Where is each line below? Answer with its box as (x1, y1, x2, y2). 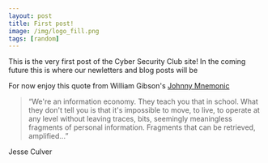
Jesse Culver (8, 147, 53, 157)
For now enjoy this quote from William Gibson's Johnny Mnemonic (8, 81, 230, 91)
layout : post (8, 11, 53, 20)
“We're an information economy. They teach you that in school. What (28, 97, 259, 106)
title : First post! (8, 19, 74, 28)
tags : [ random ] (8, 34, 60, 43)
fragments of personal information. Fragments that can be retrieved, (28, 122, 256, 132)
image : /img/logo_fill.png (8, 27, 100, 35)
